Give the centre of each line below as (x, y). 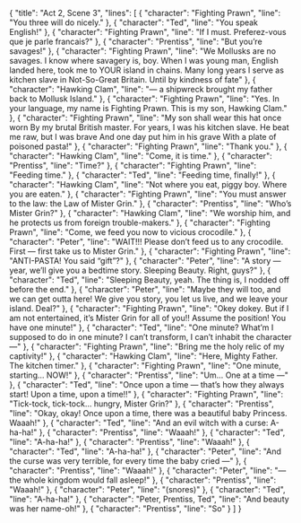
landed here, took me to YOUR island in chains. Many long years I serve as (147, 70)
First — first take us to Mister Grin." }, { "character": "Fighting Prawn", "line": (150, 251)
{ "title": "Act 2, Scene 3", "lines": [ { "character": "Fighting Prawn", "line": (145, 13)
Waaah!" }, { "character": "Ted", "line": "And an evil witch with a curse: (139, 423)
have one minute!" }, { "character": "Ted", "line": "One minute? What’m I (142, 327)
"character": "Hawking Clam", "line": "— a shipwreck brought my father (141, 89)
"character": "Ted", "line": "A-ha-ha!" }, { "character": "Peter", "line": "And (146, 451)
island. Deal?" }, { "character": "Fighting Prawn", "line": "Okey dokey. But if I (149, 308)
